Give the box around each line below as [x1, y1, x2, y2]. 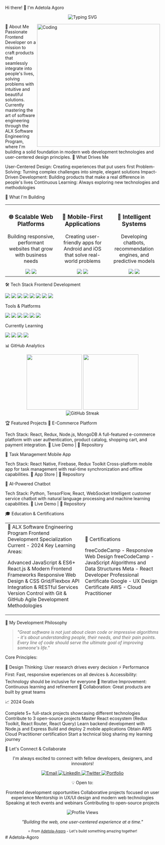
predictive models [113, 257, 155, 264]
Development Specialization [7, 535, 72, 542]
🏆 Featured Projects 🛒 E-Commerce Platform [5, 420, 97, 426]
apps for [82, 239, 102, 246]
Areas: [7, 548, 23, 555]
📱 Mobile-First [62, 213, 103, 221]
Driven [5, 174, 19, 180]
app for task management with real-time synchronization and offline [5, 466, 143, 472]
